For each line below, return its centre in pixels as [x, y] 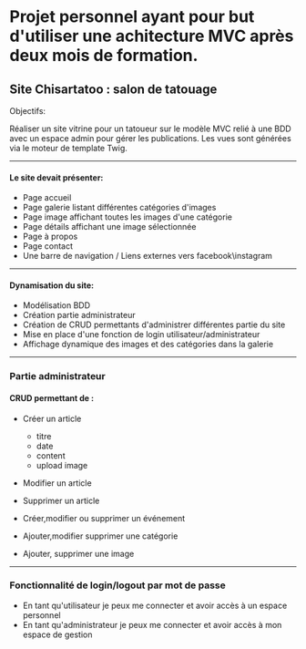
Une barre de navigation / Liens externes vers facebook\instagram [148, 256]
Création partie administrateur [79, 315]
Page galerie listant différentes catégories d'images [119, 208]
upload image [62, 465]
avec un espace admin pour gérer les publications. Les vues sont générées [150, 138]
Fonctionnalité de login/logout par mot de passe [117, 585]
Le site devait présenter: [56, 177]
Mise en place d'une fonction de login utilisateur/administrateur [141, 335]
